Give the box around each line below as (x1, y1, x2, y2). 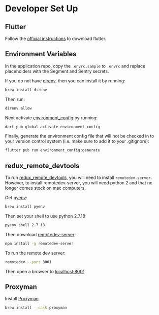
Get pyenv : (5, 195, 28, 201)
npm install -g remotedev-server (5, 241, 74, 246)
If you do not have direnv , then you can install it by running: (5, 77, 126, 84)
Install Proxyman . (5, 296, 40, 302)
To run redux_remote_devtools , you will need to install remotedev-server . (5, 175, 152, 180)
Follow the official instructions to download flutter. (5, 35, 107, 41)
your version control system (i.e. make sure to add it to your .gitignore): (5, 139, 149, 144)
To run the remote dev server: (5, 250, 65, 256)
